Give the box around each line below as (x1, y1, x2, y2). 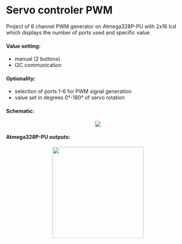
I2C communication (14, 62, 62, 69)
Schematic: (6, 107, 35, 114)
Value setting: (6, 42, 41, 50)
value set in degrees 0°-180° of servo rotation (14, 94, 125, 101)
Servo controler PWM (6, 4, 113, 17)
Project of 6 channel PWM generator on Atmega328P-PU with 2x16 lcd (6, 23, 176, 30)
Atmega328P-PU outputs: (6, 134, 71, 141)
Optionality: (6, 75, 36, 82)
